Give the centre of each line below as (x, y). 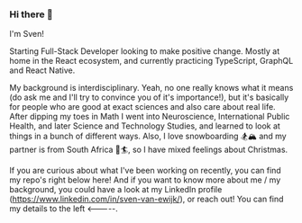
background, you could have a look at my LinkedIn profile (116, 190)
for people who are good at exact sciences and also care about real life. (143, 107)
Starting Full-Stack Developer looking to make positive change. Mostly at (145, 51)
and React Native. (42, 70)
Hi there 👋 (32, 14)
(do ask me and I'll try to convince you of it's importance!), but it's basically (149, 97)
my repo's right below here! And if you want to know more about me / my (145, 180)
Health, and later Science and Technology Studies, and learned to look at (145, 126)
